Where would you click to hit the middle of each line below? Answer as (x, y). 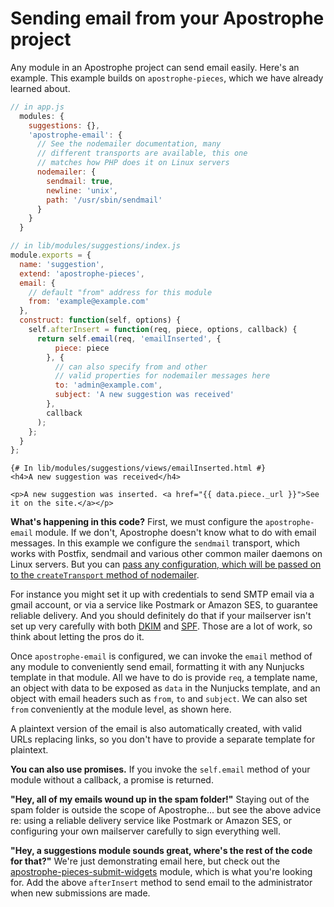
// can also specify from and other (131, 367)
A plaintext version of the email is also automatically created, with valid (156, 729)
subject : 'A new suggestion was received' (144, 395)
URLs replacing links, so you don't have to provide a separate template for (163, 739)
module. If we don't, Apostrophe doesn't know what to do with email (175, 533)
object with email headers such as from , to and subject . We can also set (159, 699)
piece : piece (82, 348)
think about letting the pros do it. (77, 637)
